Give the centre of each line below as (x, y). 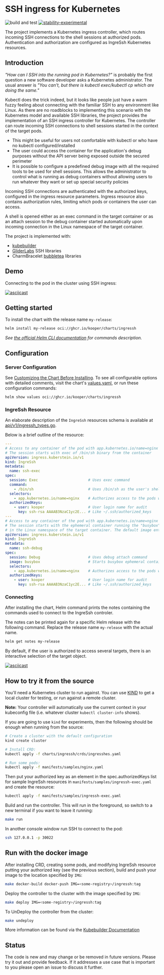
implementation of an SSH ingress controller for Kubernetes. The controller (80, 120)
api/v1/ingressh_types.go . (31, 425)
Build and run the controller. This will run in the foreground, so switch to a (79, 805)
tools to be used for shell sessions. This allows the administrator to (79, 171)
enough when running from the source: (44, 727)
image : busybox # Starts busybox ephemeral (77, 562)
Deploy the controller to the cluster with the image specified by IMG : (73, 893)
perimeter (22, 161)
